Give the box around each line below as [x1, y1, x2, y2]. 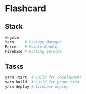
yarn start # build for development [5, 75, 82, 80]
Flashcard [5, 3, 46, 14]
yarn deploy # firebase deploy [5, 84, 69, 89]
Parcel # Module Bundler [5, 44, 60, 49]
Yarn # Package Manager [5, 39, 62, 44]
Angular [5, 35, 21, 40]
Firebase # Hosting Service [5, 49, 62, 54]
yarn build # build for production [5, 80, 79, 85]
